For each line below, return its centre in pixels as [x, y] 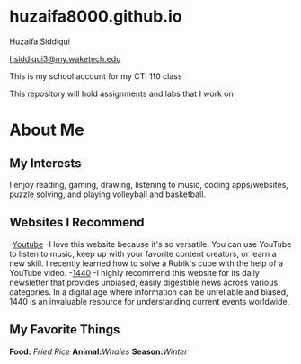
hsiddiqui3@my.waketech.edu [65, 58]
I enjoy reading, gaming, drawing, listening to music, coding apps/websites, [149, 184]
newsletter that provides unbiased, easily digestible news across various [144, 282]
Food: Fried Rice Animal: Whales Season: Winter [98, 351]
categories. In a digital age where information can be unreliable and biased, [149, 292]
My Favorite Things [65, 330]
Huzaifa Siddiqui [40, 41]
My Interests [45, 163]
